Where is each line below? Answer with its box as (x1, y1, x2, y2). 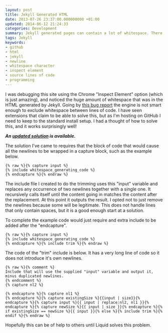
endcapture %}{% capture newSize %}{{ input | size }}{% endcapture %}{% (5, 304, 163, 309)
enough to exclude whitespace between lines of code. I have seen (5, 107, 142, 113)
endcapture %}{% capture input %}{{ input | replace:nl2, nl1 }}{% (5, 300, 149, 305)
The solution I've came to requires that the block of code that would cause (5, 143, 159, 149)
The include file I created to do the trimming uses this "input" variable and (5, 180, 158, 186)
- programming (5, 77, 35, 82)
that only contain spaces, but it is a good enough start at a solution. (5, 207, 144, 213)
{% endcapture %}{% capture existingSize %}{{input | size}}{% (5, 295, 140, 300)
